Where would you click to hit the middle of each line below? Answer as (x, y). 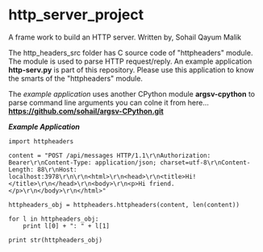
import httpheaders (41, 141)
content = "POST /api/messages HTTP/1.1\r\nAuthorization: (110, 155)
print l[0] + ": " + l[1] (67, 226)
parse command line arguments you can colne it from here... (109, 102)
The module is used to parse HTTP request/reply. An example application (130, 61)
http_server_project (76, 15)
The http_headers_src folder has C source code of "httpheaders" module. (131, 52)
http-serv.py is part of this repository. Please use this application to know (131, 69)
